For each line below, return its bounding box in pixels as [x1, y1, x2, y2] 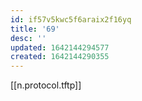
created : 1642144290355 [10, 52, 110, 62]
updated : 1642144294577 [10, 42, 110, 53]
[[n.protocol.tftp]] [10, 79, 82, 91]
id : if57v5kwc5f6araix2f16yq [10, 14, 132, 25]
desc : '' [10, 33, 47, 43]
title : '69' [10, 24, 60, 34]
